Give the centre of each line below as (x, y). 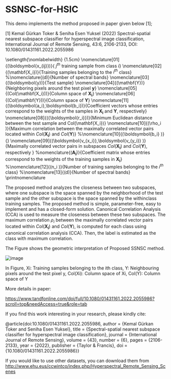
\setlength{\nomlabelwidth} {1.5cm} (43, 59)
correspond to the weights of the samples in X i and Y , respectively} (76, 112)
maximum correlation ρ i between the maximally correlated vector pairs (79, 220)
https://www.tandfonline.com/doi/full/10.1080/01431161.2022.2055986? (80, 299)
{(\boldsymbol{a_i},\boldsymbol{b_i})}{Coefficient (58, 106)
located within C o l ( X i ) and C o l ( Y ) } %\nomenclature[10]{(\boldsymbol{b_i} (82, 134)
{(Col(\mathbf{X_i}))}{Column (36, 94)
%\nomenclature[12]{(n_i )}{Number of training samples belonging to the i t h (84, 166)
